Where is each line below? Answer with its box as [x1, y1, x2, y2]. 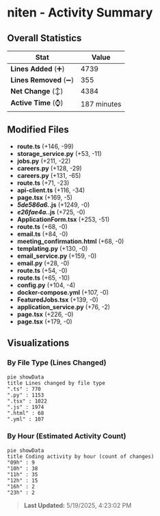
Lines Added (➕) [10, 64, 65, 74]
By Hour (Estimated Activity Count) [7, 431, 126, 441]
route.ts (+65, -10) [16, 273, 70, 282]
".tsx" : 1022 [7, 397, 48, 405]
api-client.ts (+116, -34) [16, 186, 85, 194]
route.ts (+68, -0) [16, 222, 68, 231]
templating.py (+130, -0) [16, 244, 88, 252]
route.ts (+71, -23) [16, 179, 70, 187]
